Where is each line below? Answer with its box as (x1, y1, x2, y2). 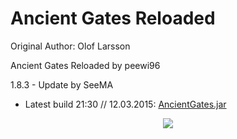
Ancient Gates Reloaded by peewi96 (10, 59, 161, 71)
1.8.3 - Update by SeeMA (10, 78, 114, 91)
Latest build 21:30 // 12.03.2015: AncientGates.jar (24, 98, 227, 110)
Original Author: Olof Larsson (10, 40, 131, 52)
